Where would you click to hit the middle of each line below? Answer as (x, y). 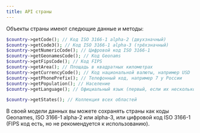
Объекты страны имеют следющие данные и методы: (75, 28)
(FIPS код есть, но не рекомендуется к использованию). (78, 124)
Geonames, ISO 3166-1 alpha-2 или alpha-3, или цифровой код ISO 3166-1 (99, 118)
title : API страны (29, 12)
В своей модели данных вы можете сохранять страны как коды (88, 111)
